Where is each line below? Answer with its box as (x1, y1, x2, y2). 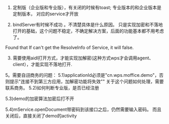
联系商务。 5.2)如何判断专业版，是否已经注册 (5, 85, 99, 90)
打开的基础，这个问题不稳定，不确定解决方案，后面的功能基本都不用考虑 (12, 28, 164, 34)
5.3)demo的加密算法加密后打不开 (5, 96, 75, 102)
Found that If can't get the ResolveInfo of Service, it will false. (5, 45, 134, 50)
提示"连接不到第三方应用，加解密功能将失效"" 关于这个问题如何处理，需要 (9, 78, 164, 84)
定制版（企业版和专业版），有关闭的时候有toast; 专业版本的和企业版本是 (12, 5, 161, 10)
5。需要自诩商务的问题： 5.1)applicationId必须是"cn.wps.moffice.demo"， (5, 72, 159, 78)
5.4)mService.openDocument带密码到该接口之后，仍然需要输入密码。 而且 (5, 106, 161, 112)
